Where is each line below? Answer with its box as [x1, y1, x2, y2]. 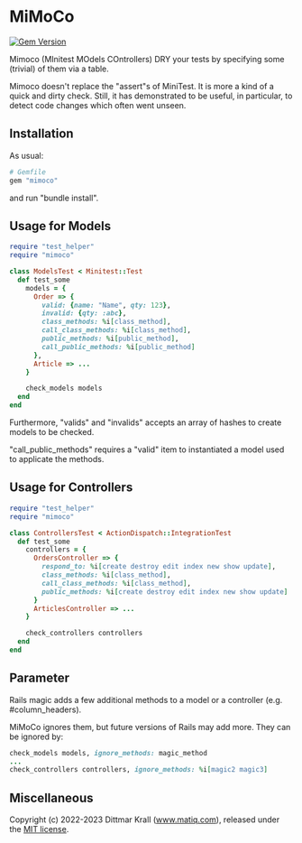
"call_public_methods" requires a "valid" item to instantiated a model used [9, 444, 285, 455]
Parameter [9, 671, 70, 686]
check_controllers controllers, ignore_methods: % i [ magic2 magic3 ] [9, 765, 269, 774]
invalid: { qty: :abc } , [41, 309, 127, 318]
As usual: [9, 150, 44, 161]
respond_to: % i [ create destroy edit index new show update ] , [41, 562, 277, 571]
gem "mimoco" [9, 176, 59, 185]
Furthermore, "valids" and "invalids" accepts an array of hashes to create [9, 417, 282, 428]
